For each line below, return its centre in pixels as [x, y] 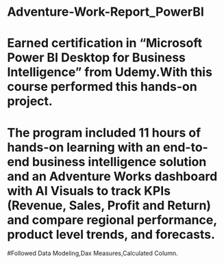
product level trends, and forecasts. [111, 234]
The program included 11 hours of [104, 132]
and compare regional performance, [112, 220]
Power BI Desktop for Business [97, 58]
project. [30, 102]
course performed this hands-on [102, 87]
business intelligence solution [119, 162]
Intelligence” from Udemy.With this [110, 72]
